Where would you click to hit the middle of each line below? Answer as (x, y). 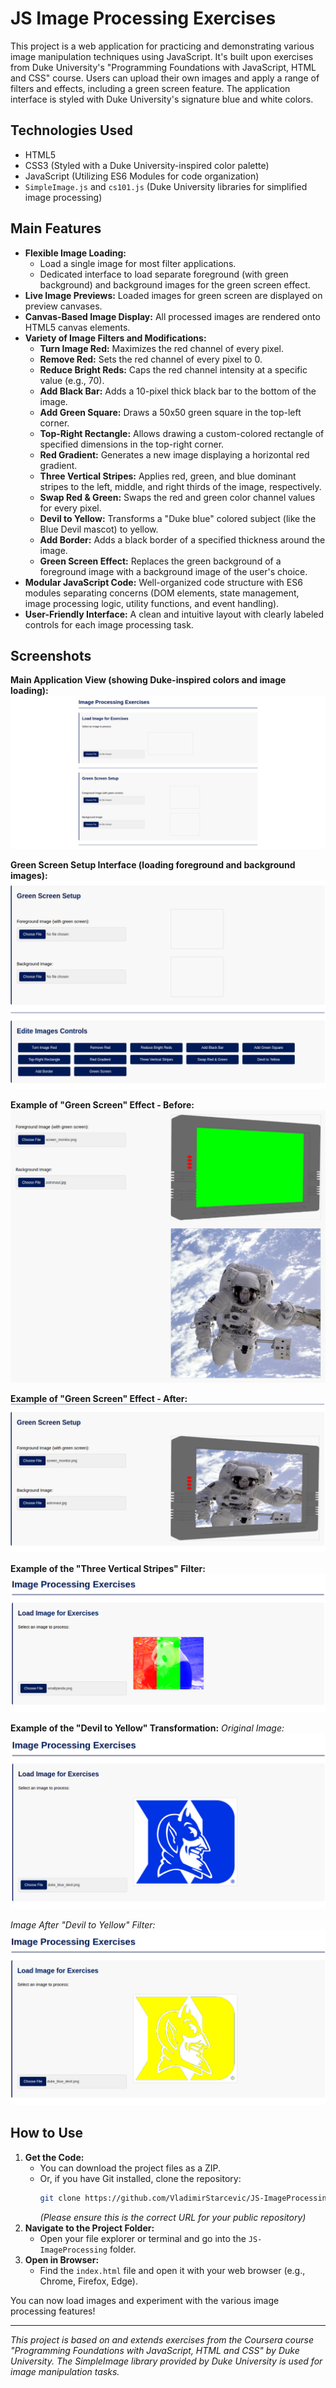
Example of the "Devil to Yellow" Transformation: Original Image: (147, 1728)
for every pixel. (70, 508)
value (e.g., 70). (72, 380)
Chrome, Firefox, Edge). (88, 2281)
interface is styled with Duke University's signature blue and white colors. (162, 99)
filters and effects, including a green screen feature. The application (150, 88)
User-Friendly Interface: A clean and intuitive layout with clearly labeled (174, 614)
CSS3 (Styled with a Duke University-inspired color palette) (147, 165)
